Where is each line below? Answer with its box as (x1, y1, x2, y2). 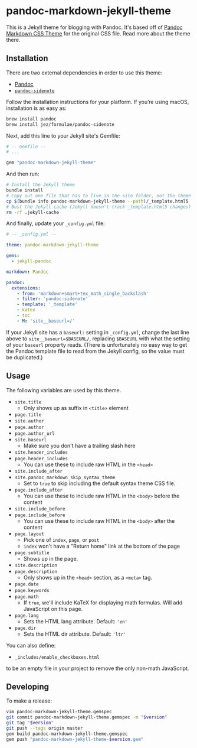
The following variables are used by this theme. (6, 386, 122, 393)
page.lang (14, 613, 40, 619)
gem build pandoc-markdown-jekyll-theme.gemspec (6, 731, 128, 737)
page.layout (14, 531, 44, 537)
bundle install (6, 187, 44, 193)
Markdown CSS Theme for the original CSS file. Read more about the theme (6, 30, 191, 37)
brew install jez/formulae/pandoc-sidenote (6, 121, 115, 128)
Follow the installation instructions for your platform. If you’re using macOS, (6, 98, 189, 105)
